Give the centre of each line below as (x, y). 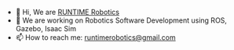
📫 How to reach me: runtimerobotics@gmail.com (96, 37)
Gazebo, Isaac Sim (46, 29)
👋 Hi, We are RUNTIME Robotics (68, 12)
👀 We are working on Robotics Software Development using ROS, (121, 20)
